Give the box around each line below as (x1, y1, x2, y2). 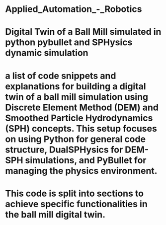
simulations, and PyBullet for (25, 154, 147, 166)
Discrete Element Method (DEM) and (5, 102, 159, 113)
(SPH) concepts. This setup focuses (5, 123, 158, 134)
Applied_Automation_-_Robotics (5, 3, 143, 15)
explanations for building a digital (5, 80, 146, 92)
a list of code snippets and (5, 70, 116, 81)
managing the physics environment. (5, 165, 158, 176)
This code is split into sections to (5, 188, 144, 199)
